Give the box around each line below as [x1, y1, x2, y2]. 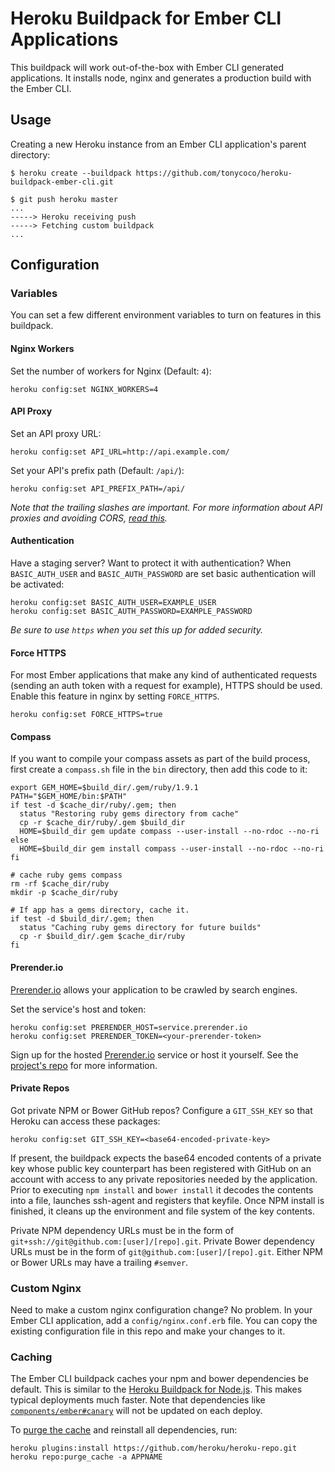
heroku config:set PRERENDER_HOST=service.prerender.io [10, 1022, 248, 1032]
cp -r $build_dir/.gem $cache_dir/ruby [19, 932, 186, 942]
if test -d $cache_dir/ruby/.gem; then [10, 800, 177, 811]
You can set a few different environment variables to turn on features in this [10, 309, 322, 321]
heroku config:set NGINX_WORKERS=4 [10, 384, 159, 394]
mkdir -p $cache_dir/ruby [10, 888, 118, 898]
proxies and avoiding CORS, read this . [10, 512, 168, 524]
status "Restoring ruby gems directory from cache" [19, 809, 240, 819]
